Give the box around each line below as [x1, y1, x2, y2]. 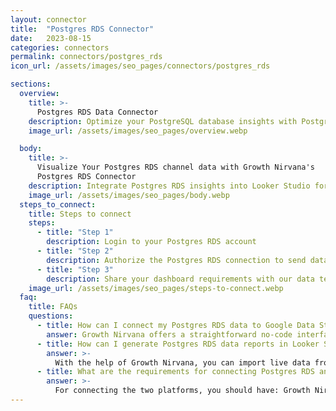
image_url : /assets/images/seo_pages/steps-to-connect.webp [28, 283, 284, 293]
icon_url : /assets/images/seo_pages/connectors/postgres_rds [10, 61, 271, 71]
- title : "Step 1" [36, 227, 114, 238]
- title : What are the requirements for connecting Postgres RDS [36, 367, 315, 377]
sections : [10, 79, 52, 90]
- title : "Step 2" [36, 246, 114, 256]
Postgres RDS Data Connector [36, 107, 159, 117]
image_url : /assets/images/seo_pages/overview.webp [28, 126, 248, 136]
